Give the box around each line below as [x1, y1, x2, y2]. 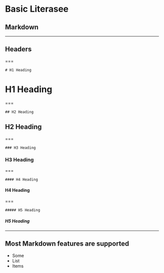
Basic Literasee [5, 3, 69, 15]
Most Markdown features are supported [5, 240, 129, 248]
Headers [5, 45, 32, 53]
